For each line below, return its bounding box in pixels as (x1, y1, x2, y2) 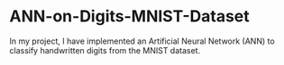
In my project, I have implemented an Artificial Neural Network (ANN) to (9, 36, 275, 46)
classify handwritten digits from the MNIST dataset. (9, 45, 201, 55)
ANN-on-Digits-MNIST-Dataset (9, 6, 250, 27)
